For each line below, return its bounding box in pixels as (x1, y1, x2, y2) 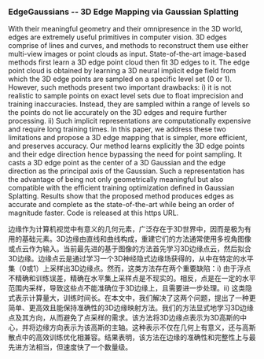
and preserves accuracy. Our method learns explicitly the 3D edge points (8, 141, 245, 151)
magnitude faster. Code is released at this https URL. (8, 208, 179, 218)
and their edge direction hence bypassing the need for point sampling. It (8, 150, 242, 159)
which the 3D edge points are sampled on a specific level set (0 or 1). (8, 74, 233, 84)
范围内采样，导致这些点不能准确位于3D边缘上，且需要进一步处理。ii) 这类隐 (8, 283, 253, 293)
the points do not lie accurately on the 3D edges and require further (8, 108, 227, 117)
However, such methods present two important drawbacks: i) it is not (8, 83, 232, 92)
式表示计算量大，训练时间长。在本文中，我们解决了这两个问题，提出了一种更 (8, 294, 256, 303)
